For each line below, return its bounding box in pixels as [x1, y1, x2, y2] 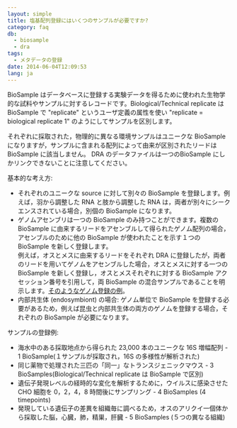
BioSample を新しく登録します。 [17, 242, 112, 251]
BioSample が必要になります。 [44, 313, 133, 322]
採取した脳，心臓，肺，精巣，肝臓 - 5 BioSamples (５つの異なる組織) [23, 412, 226, 421]
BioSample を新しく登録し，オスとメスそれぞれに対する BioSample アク [17, 268, 228, 277]
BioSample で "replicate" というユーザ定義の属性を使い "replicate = [7, 108, 204, 116]
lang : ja [7, 70, 33, 77]
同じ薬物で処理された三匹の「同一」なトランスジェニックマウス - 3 [17, 361, 214, 369]
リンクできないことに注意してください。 [13, 158, 132, 167]
